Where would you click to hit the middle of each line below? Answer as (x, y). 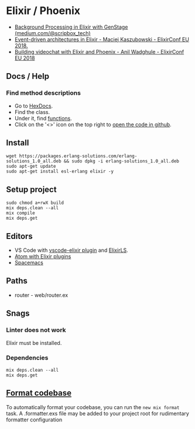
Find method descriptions (43, 93)
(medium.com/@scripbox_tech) (52, 33)
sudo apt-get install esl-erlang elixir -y (60, 172)
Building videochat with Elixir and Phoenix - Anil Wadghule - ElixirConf (99, 51)
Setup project (31, 189)
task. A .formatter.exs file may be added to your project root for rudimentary (97, 413)
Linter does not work (36, 330)
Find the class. (32, 112)
